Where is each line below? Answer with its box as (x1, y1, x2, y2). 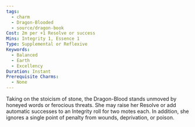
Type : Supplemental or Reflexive (6, 42, 88, 47)
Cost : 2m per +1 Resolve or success (6, 30, 95, 36)
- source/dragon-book (11, 25, 64, 31)
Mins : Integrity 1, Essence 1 (6, 36, 80, 42)
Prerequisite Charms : (6, 74, 59, 80)
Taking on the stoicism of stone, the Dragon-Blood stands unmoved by (6, 95, 177, 102)
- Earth (11, 57, 30, 63)
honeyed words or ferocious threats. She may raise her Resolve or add (6, 102, 177, 108)
